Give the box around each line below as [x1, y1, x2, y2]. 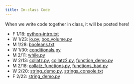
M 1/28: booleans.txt [12, 41, 55, 47]
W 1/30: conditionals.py [12, 46, 61, 52]
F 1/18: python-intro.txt [12, 30, 59, 36]
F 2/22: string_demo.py [12, 73, 61, 79]
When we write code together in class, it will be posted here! [5, 21, 130, 27]
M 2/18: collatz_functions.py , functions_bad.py [12, 62, 108, 68]
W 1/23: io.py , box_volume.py [12, 36, 72, 42]
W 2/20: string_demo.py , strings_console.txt [12, 68, 103, 74]
